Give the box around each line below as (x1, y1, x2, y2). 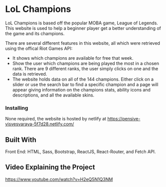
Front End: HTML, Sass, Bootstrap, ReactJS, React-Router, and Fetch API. (5, 149, 156, 155)
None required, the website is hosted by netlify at (5, 116, 106, 122)
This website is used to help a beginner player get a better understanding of (5, 25, 161, 31)
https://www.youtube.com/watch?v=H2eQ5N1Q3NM (5, 176, 113, 182)
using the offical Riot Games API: (5, 45, 73, 51)
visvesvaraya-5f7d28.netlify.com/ (5, 121, 74, 127)
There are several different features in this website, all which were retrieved (5, 40, 161, 46)
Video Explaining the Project (5, 163, 95, 172)
